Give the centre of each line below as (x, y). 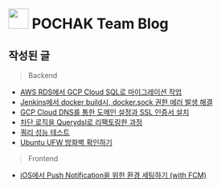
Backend (43, 75)
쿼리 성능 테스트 (45, 132)
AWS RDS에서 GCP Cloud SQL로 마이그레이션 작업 (101, 92)
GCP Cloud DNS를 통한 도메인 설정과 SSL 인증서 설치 (104, 112)
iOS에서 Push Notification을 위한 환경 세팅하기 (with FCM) (113, 175)
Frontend (43, 158)
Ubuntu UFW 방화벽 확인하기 (66, 142)
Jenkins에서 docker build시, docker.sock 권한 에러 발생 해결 (116, 102)
